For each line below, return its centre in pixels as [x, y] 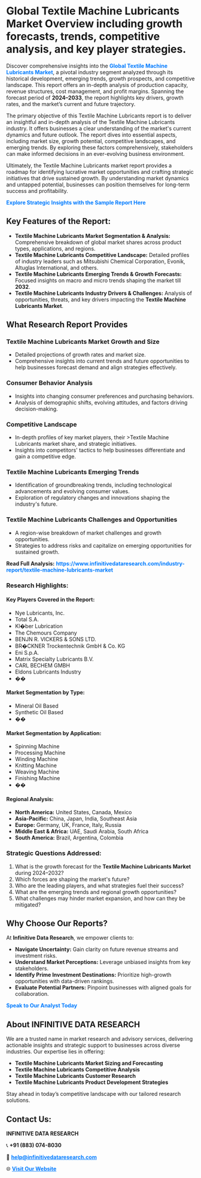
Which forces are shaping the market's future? [72, 879]
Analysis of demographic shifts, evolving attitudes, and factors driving [101, 402]
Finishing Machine [37, 778]
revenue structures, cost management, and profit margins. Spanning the [95, 91]
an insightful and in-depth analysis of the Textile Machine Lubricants [91, 122]
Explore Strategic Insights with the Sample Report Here [76, 203]
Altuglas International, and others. [57, 267]
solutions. [18, 1100]
